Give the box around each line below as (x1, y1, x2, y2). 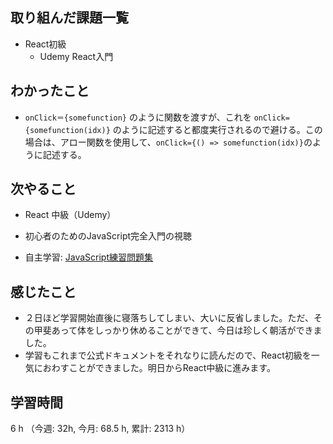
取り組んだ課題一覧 (10, 9, 129, 27)
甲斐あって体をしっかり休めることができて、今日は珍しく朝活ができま (33, 324, 323, 337)
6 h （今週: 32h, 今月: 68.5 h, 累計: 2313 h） (10, 423, 191, 435)
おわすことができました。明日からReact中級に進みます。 (42, 362, 276, 374)
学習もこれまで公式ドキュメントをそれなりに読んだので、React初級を (24, 349, 312, 362)
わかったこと (10, 83, 90, 100)
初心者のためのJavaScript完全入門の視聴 (24, 230, 193, 242)
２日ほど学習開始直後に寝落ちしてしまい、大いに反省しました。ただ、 (24, 312, 314, 324)
